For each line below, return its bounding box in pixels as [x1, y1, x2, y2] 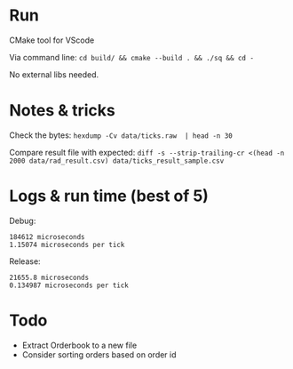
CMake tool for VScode [9, 35, 95, 45]
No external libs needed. [9, 68, 99, 80]
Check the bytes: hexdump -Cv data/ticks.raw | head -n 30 [9, 130, 233, 140]
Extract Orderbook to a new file [21, 340, 138, 350]
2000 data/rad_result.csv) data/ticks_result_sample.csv [9, 156, 225, 165]
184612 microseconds [9, 232, 86, 241]
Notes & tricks [9, 100, 115, 121]
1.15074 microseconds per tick [9, 240, 125, 249]
